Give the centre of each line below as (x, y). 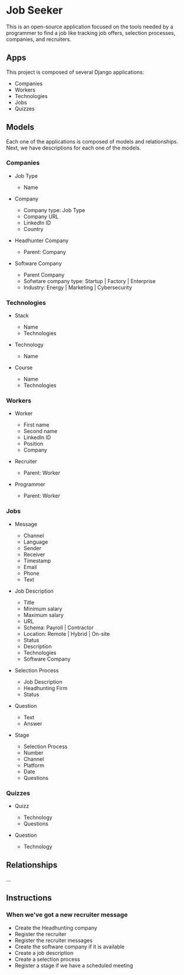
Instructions (29, 898)
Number (33, 753)
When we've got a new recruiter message (67, 915)
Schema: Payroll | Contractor (59, 628)
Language (36, 542)
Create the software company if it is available (70, 947)
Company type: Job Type (54, 210)
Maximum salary (43, 615)
